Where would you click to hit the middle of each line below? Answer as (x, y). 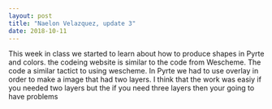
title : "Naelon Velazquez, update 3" (72, 23)
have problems (33, 97)
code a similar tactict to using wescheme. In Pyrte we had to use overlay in (134, 71)
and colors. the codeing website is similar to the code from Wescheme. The (135, 62)
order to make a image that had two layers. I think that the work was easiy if (135, 80)
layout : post (30, 16)
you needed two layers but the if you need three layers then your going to (132, 88)
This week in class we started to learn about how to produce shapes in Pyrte (136, 54)
